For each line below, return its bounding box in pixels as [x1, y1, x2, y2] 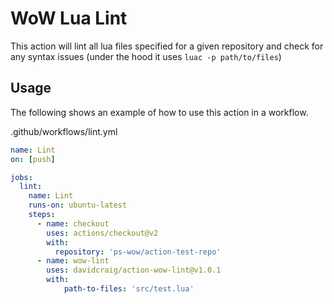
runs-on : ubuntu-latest [28, 200, 128, 211]
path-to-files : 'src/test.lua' [63, 284, 195, 294]
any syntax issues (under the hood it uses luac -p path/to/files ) [10, 50, 282, 62]
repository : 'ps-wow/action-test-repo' [54, 247, 222, 257]
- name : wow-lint [36, 256, 110, 266]
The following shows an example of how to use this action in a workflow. [10, 106, 309, 118]
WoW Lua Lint [10, 7, 128, 30]
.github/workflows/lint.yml [10, 125, 118, 137]
